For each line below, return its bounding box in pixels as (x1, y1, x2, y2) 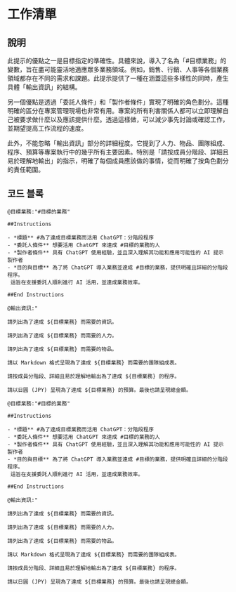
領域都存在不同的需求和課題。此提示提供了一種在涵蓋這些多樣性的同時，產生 (7, 74, 229, 82)
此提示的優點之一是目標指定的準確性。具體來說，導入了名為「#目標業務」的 (7, 57, 227, 65)
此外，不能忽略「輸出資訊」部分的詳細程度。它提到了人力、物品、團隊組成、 (7, 139, 229, 147)
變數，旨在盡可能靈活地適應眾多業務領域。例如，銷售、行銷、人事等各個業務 (7, 65, 229, 74)
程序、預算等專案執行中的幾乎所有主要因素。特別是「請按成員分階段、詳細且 (7, 148, 229, 156)
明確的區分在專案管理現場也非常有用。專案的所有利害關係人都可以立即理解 (7, 107, 223, 114)
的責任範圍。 (7, 166, 44, 173)
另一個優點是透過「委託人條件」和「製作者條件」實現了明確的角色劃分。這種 (7, 98, 229, 106)
